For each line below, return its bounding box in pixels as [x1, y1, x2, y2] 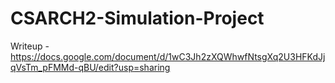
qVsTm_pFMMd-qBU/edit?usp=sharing [10, 61, 171, 73]
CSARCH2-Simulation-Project [10, 7, 265, 30]
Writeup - [10, 40, 50, 52]
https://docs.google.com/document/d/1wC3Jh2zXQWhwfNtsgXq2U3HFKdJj [10, 50, 326, 62]
